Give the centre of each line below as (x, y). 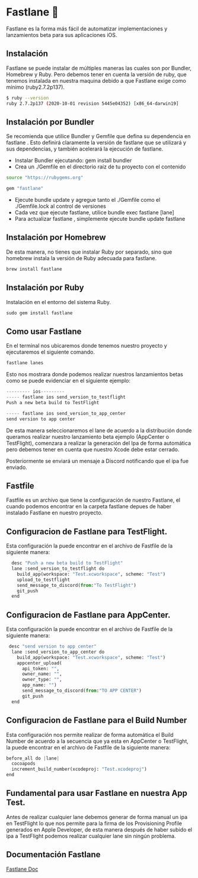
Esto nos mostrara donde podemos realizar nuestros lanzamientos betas (95, 374)
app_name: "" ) (39, 685)
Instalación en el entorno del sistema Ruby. (59, 302)
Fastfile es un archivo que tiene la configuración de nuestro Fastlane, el (93, 500)
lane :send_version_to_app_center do (58, 652)
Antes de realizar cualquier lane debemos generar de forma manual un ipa (97, 817)
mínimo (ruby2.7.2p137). (36, 87)
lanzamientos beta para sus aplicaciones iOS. (62, 35)
